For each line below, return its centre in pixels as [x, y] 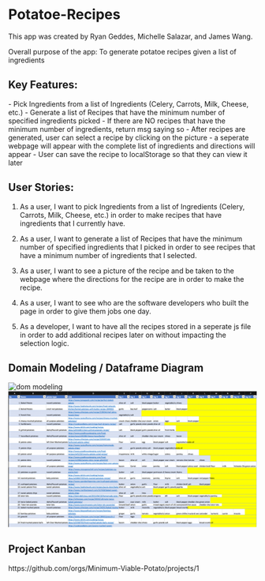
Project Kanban [47, 549]
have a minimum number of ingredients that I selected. [108, 255]
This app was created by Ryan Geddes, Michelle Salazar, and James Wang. [131, 36]
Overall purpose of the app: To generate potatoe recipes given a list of [122, 51]
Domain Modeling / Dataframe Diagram [106, 367]
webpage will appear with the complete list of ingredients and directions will [132, 146]
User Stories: [41, 187]
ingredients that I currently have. [73, 223]
